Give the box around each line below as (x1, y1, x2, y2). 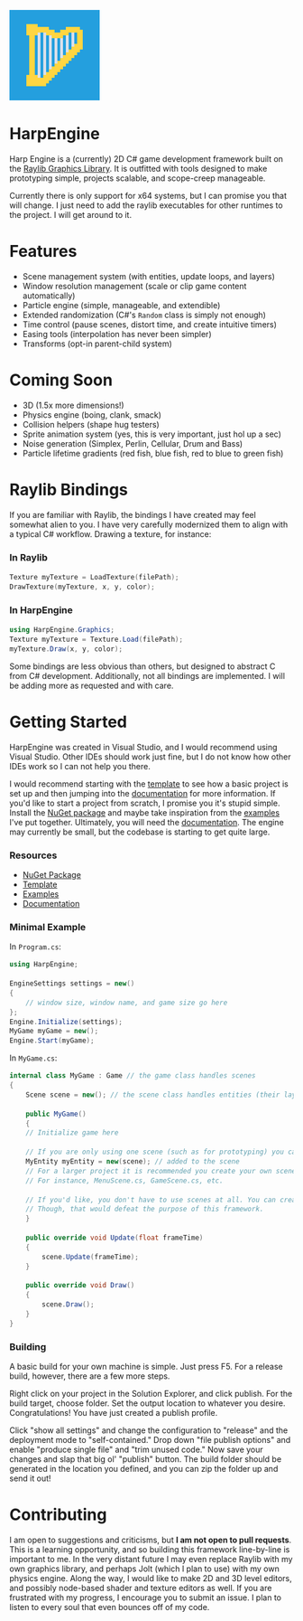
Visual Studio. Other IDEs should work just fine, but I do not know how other (9, 751, 291, 762)
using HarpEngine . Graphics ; (9, 626, 115, 635)
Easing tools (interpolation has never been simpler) (22, 328, 212, 339)
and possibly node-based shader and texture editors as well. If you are (9, 1582, 272, 1593)
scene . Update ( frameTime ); (41, 1252, 140, 1261)
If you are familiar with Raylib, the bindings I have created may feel (9, 509, 257, 520)
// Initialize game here (25, 1128, 119, 1137)
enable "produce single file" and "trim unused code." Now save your (9, 1444, 263, 1456)
